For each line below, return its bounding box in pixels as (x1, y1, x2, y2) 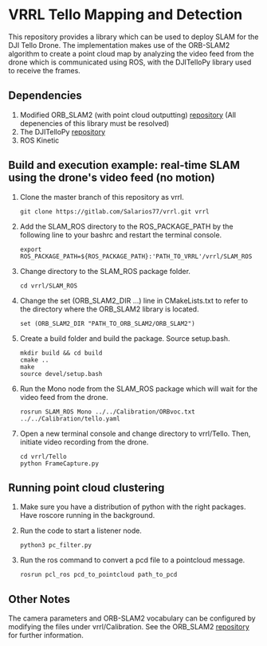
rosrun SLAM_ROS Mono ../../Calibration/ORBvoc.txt (19, 408, 195, 416)
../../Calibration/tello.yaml (19, 414, 121, 423)
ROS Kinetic (19, 135, 60, 145)
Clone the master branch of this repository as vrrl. (19, 192, 185, 202)
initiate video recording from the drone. (19, 437, 149, 447)
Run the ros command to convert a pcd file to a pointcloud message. (19, 555, 245, 565)
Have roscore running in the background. (19, 511, 155, 520)
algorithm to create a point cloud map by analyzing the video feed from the (8, 49, 254, 58)
